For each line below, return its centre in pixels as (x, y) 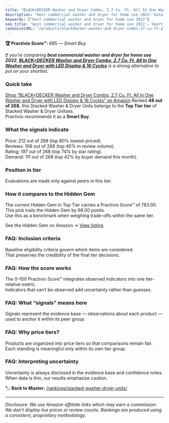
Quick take (19, 84)
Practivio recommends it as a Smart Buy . (48, 117)
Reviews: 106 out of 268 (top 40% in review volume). (60, 146)
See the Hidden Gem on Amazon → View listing (54, 226)
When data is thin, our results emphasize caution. (57, 378)
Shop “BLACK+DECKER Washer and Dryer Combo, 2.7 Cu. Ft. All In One (79, 95)
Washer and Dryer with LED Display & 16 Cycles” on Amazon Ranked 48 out (84, 100)
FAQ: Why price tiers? (32, 332)
